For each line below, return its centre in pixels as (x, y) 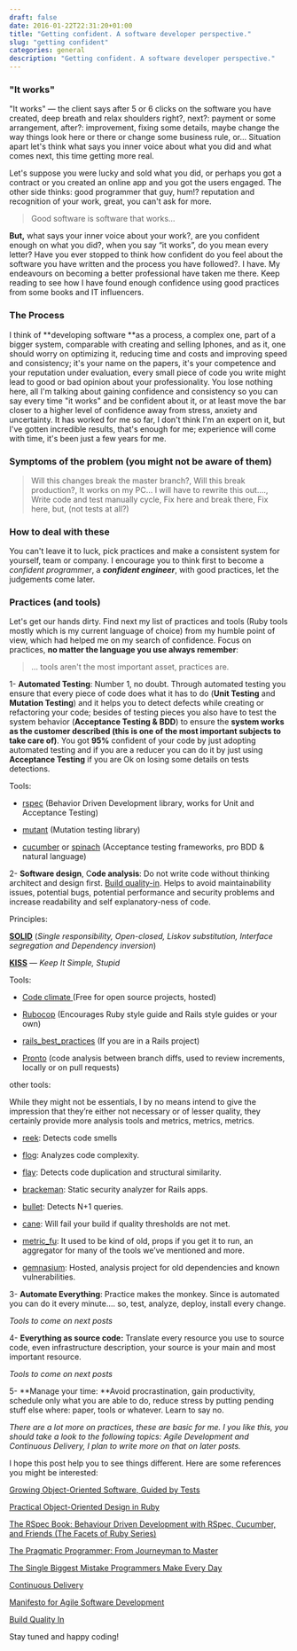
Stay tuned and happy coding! (64, 1637)
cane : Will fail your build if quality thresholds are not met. (126, 1224)
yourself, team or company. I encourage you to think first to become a (137, 560)
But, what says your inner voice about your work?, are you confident (134, 236)
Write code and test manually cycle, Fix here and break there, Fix (149, 499)
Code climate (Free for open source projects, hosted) (119, 998)
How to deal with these (59, 531)
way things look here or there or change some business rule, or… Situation (145, 137)
